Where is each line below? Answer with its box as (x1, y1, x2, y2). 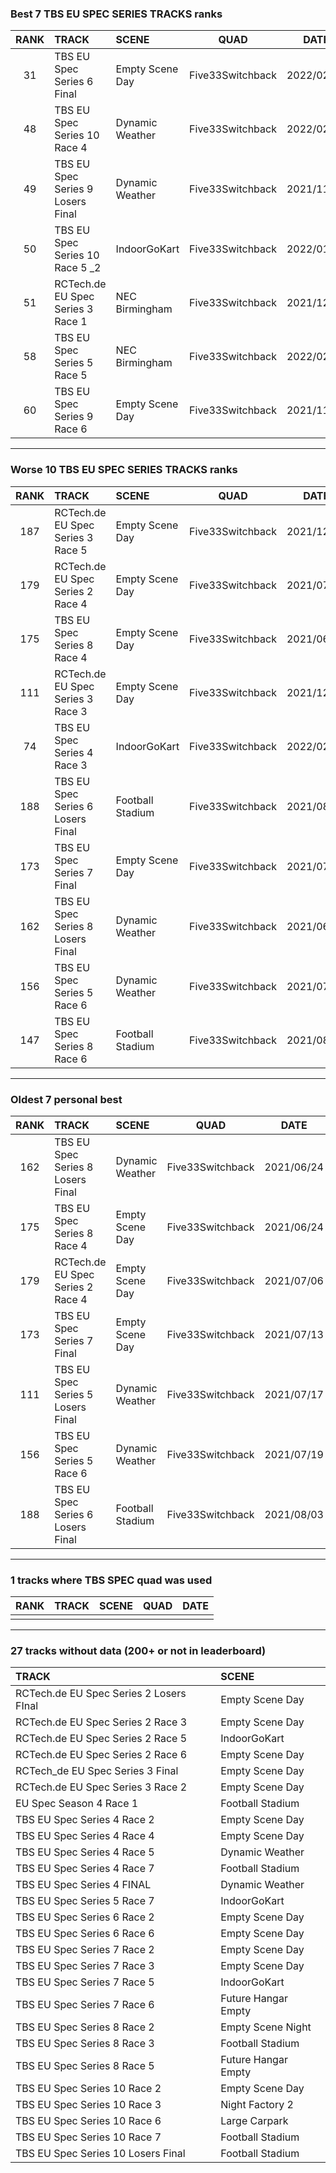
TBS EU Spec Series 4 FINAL (15, 1878, 152, 1892)
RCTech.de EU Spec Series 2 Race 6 (15, 1748, 188, 1762)
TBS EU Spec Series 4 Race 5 (15, 1845, 155, 1859)
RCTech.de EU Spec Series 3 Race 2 (15, 1780, 188, 1794)
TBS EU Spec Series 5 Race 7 (15, 1894, 155, 1908)
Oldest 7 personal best (10, 1092, 123, 1106)
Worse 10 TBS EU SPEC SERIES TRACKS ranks (10, 463, 238, 477)
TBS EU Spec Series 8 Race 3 (15, 2037, 155, 2051)
